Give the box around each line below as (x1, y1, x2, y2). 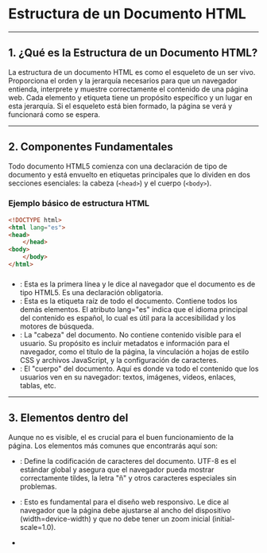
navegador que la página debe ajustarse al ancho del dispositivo (19, 505, 231, 515)
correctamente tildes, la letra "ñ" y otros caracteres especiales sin (19, 473, 237, 482)
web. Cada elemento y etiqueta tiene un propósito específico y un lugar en (8, 92, 253, 102)
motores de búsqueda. (19, 321, 95, 331)
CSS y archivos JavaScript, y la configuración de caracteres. (19, 355, 219, 364)
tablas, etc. (19, 380, 57, 390)
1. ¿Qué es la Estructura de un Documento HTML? (8, 46, 258, 60)
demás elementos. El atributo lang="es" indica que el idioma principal (19, 304, 248, 314)
